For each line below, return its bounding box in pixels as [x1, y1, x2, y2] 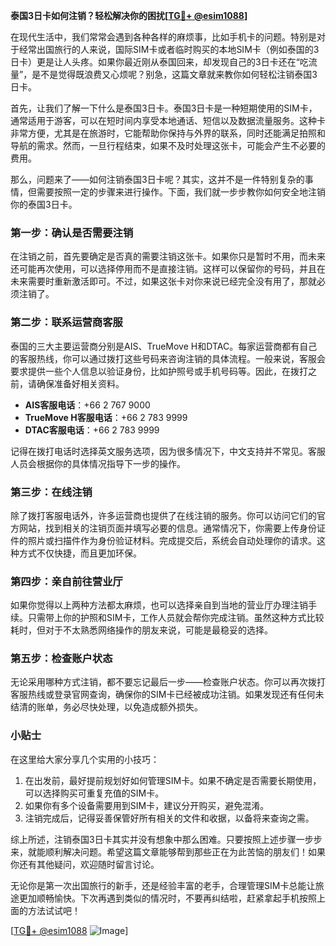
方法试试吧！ [27, 904, 81, 916]
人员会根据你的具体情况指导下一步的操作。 [10, 457, 186, 469]
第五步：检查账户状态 [10, 652, 113, 666]
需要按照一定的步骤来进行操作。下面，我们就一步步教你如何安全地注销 [36, 186, 326, 198]
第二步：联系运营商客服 [10, 315, 123, 329]
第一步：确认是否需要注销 [10, 225, 134, 239]
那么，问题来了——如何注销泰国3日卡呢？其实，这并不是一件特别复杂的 [10, 174, 305, 185]
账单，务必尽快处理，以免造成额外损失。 [36, 701, 203, 713]
